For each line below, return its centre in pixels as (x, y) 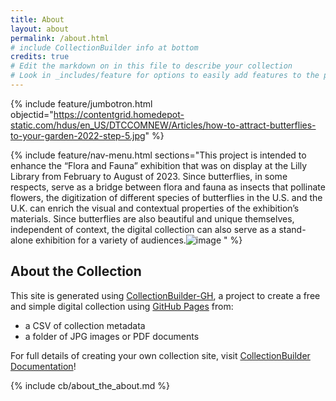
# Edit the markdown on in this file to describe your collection (151, 66)
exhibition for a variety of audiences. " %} (139, 240)
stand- (292, 229)
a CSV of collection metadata (85, 325)
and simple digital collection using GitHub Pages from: (122, 306)
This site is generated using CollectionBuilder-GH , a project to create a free (165, 295)
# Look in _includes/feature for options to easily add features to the (165, 76)
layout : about (40, 29)
